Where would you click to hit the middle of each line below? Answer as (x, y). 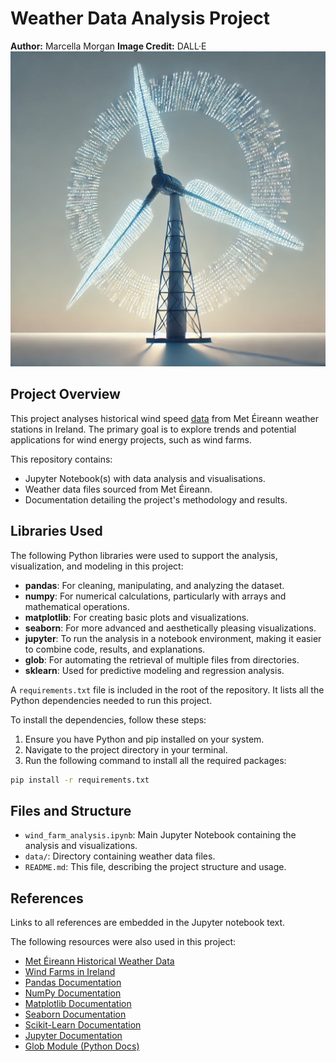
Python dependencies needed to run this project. (111, 700)
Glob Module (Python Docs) (82, 1046)
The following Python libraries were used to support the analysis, (144, 555)
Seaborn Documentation (75, 1014)
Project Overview (65, 394)
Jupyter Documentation (73, 1036)
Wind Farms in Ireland (70, 972)
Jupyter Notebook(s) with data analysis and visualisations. (145, 478)
